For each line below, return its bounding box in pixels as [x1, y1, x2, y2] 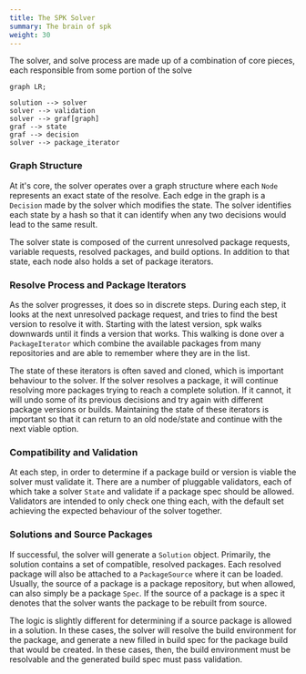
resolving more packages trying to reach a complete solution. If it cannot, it [9, 384, 291, 395]
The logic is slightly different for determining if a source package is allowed [9, 615, 292, 626]
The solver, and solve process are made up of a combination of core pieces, [9, 56, 296, 66]
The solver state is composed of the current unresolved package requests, [9, 236, 291, 247]
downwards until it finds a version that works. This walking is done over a [9, 328, 285, 339]
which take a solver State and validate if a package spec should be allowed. [9, 486, 294, 497]
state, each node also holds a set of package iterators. [9, 256, 214, 267]
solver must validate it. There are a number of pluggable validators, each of [9, 476, 292, 487]
